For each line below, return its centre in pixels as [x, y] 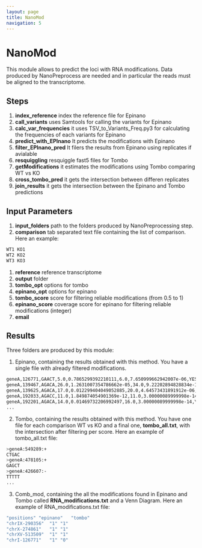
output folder [32, 279]
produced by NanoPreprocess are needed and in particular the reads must [99, 76]
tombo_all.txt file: [36, 438]
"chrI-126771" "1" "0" [37, 540]
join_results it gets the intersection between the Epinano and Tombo [100, 186]
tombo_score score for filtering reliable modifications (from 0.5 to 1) [99, 298]
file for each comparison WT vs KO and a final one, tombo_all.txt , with [103, 425]
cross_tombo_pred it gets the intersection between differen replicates [102, 180]
